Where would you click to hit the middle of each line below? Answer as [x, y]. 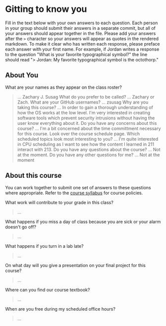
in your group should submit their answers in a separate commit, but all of [81, 28]
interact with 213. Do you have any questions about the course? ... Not [89, 149]
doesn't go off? [21, 227]
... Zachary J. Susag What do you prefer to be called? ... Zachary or [86, 97]
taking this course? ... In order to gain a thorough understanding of [85, 107]
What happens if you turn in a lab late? [44, 246]
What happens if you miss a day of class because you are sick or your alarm [83, 221]
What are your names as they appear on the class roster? [64, 87]
